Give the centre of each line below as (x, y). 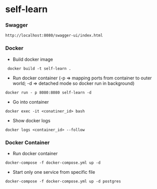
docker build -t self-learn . (39, 68)
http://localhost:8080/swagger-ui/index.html (54, 36)
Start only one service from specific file (54, 172)
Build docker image (33, 59)
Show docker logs (31, 120)
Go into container (31, 102)
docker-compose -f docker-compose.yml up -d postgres (63, 181)
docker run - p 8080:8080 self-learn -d (49, 92)
